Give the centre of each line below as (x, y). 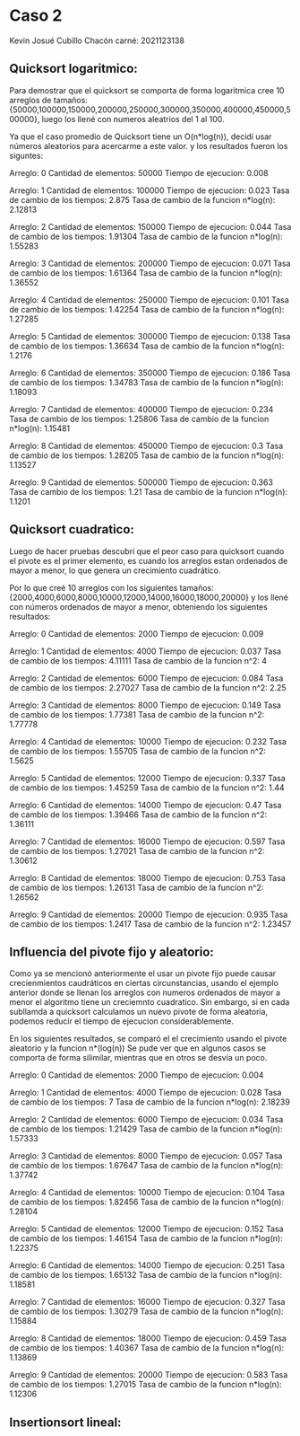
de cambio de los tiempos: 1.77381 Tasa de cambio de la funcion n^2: (137, 714)
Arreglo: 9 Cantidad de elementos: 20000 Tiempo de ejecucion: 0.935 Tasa (149, 914)
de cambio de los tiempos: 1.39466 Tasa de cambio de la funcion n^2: (138, 815)
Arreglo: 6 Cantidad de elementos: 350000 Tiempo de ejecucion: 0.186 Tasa (150, 373)
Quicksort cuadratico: (72, 529)
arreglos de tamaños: (48, 100)
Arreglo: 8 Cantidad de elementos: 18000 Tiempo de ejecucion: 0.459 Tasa (148, 1338)
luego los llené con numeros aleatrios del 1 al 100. (133, 119)
